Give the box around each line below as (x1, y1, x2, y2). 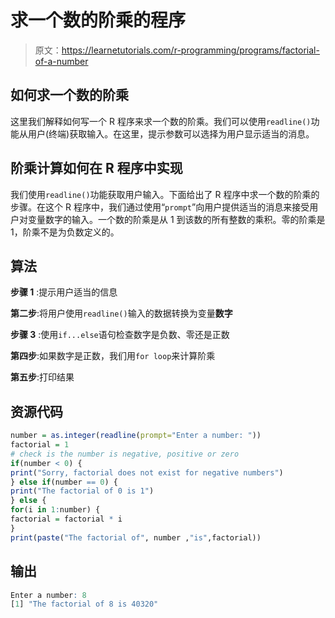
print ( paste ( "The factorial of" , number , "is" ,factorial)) (10, 532, 262, 543)
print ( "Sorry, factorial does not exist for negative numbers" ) (10, 467, 284, 478)
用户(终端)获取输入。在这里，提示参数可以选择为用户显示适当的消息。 (27, 127, 315, 140)
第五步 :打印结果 (10, 371, 75, 383)
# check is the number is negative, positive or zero (10, 449, 240, 459)
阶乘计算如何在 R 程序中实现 (10, 160, 183, 177)
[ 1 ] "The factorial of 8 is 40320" (10, 599, 159, 610)
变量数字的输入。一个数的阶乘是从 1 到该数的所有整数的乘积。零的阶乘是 (27, 213, 326, 225)
